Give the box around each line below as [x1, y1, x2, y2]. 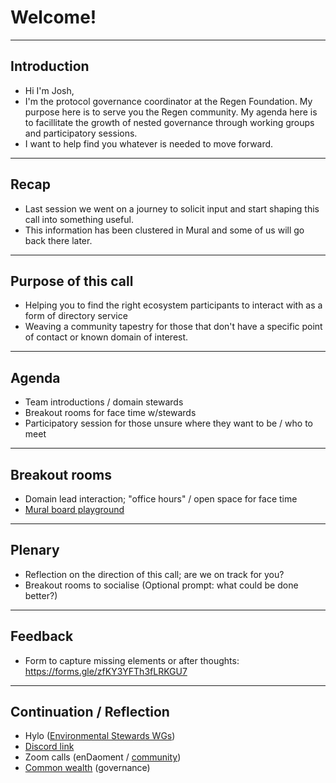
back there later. [24, 234, 93, 246]
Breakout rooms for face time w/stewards [24, 407, 197, 419]
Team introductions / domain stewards [24, 396, 184, 408]
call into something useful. [24, 213, 134, 225]
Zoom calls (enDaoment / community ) [24, 751, 182, 763]
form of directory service [24, 310, 128, 322]
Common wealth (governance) [24, 762, 151, 774]
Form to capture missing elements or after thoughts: [24, 654, 240, 666]
